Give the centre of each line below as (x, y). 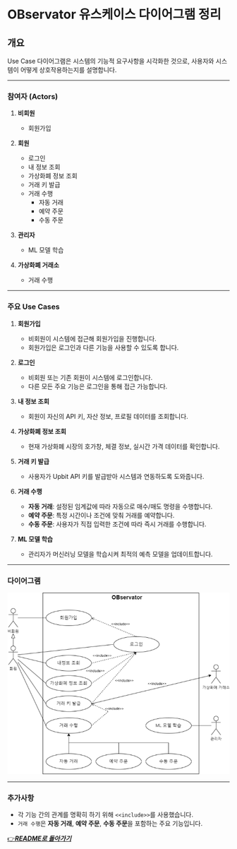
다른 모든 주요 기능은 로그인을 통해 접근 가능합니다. (98, 386)
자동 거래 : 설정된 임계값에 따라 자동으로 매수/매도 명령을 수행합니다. (120, 506)
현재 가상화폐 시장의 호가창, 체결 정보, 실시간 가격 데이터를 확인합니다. (124, 446)
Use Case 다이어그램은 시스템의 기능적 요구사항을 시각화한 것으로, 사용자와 (111, 61)
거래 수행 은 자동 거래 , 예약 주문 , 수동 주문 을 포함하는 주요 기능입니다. (110, 824)
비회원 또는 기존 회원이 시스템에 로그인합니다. (90, 377)
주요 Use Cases (34, 307)
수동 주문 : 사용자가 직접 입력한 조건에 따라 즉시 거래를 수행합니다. (117, 524)
